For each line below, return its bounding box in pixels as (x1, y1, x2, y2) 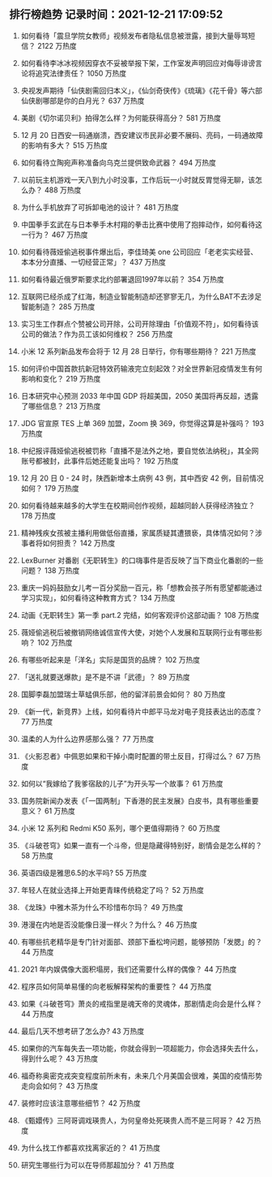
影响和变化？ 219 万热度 (20, 373, 101, 383)
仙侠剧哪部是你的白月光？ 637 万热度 (20, 96, 145, 106)
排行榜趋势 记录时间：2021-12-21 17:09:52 (9, 7, 223, 22)
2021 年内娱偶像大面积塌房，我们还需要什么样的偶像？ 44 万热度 (20, 964, 237, 974)
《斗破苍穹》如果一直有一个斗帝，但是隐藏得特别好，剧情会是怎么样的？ (20, 840, 262, 850)
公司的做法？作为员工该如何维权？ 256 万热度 (20, 329, 173, 338)
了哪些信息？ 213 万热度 (20, 401, 101, 411)
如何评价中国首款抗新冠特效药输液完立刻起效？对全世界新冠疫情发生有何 (20, 364, 262, 373)
